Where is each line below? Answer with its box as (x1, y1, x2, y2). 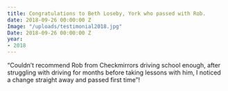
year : (7, 36, 23, 43)
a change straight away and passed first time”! (7, 76, 141, 83)
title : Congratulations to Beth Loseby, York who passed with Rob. (7, 10, 207, 17)
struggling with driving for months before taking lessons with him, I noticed (7, 68, 222, 77)
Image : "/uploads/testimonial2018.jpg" (7, 23, 123, 30)
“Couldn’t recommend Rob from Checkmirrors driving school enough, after (7, 61, 221, 69)
